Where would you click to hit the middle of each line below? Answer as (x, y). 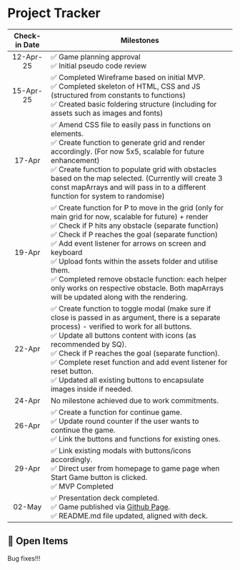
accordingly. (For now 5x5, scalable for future (127, 151)
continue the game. (83, 430)
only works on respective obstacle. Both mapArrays (137, 288)
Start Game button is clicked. (99, 477)
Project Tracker (54, 13)
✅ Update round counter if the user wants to (125, 421)
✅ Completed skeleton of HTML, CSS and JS (125, 86)
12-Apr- (27, 56)
